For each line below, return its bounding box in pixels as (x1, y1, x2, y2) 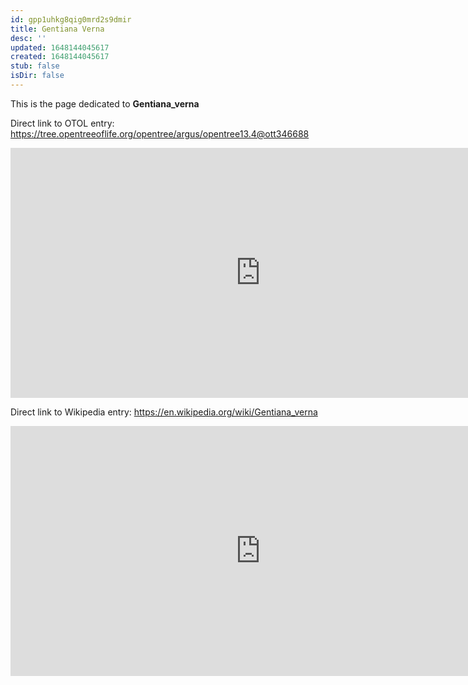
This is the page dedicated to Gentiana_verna (10, 97, 200, 110)
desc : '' (10, 33, 47, 43)
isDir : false (10, 71, 65, 81)
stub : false (10, 61, 60, 71)
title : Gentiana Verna (10, 24, 105, 34)
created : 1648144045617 (10, 52, 110, 62)
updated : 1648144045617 (10, 42, 110, 53)
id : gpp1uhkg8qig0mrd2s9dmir (10, 14, 132, 25)
